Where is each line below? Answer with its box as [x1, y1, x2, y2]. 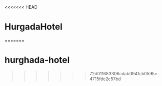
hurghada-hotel [4, 55, 70, 65]
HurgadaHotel [4, 21, 63, 32]
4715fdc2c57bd [89, 76, 121, 82]
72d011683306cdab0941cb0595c [89, 70, 157, 76]
